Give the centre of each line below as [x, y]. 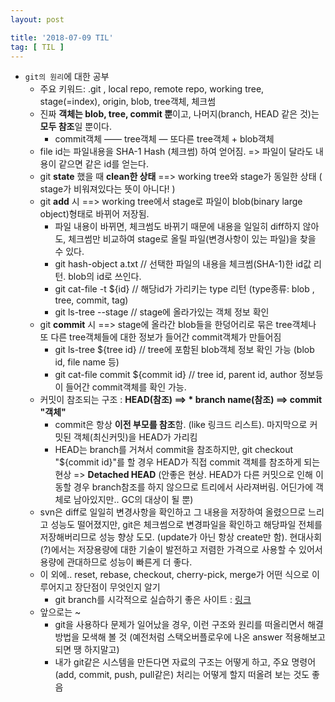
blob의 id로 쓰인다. [105, 277]
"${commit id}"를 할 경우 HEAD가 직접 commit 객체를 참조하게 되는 [187, 462]
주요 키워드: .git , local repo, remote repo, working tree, [152, 89]
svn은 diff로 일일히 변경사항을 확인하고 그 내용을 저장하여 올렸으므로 [173, 512]
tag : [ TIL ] [37, 47]
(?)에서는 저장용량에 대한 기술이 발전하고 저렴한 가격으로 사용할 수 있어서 [181, 550]
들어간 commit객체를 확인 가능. [126, 387]
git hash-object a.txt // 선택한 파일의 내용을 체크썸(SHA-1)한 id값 [183, 264]
